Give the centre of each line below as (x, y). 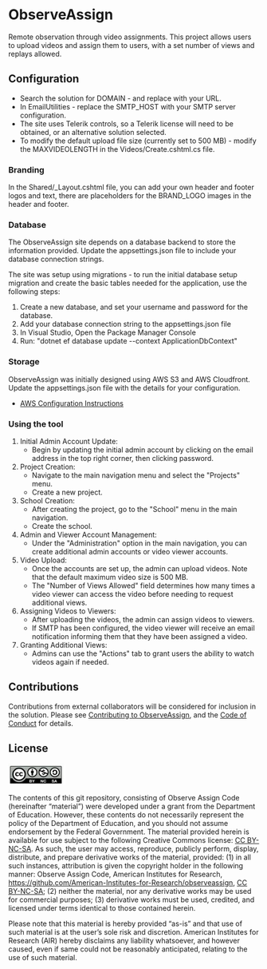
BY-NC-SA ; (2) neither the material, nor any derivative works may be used (130, 891)
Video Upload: (43, 560)
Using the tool (36, 423)
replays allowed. (35, 54)
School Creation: (47, 500)
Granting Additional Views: (63, 645)
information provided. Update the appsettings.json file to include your (122, 251)
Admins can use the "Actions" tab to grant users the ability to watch (143, 653)
